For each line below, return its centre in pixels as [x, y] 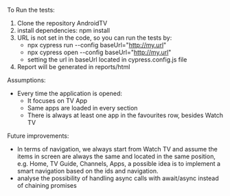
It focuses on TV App [57, 101]
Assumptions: [26, 80]
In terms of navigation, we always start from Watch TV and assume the [117, 149]
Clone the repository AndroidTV [62, 23]
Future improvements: [38, 136]
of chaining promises [47, 185]
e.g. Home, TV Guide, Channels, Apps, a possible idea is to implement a [119, 163]
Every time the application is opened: [69, 93]
